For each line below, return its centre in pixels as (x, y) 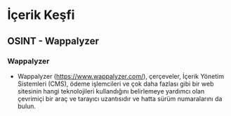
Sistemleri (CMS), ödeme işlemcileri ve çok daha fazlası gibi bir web (115, 84)
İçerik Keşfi (41, 15)
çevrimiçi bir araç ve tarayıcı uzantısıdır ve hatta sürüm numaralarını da (120, 98)
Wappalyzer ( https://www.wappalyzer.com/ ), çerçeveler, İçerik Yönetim (121, 76)
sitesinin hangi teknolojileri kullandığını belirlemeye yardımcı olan (111, 91)
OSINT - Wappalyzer (53, 41)
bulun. (27, 106)
